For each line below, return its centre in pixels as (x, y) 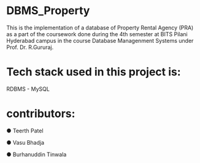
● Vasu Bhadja (25, 142)
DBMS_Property (48, 11)
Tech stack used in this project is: (94, 72)
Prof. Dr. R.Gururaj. (30, 47)
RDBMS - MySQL (28, 89)
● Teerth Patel (25, 131)
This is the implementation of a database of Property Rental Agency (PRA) (100, 28)
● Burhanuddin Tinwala (37, 154)
